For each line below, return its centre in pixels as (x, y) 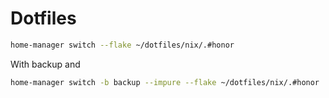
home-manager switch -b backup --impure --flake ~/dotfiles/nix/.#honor (165, 82)
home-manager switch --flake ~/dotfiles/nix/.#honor (122, 45)
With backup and (45, 64)
